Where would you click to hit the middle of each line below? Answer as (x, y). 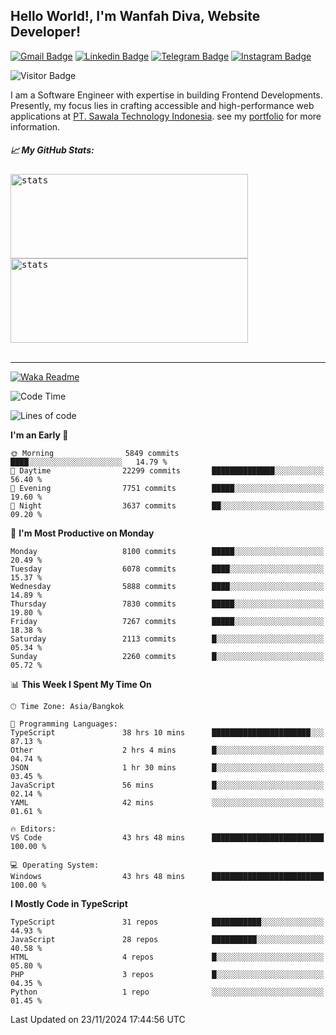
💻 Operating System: (55, 865)
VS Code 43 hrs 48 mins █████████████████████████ (167, 837)
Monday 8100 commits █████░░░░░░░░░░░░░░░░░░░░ (167, 551)
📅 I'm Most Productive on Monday (82, 533)
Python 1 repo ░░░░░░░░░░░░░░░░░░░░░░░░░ (167, 992)
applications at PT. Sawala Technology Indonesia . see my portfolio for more (166, 116)
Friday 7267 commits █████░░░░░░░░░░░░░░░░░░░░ (167, 621)
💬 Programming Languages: (64, 724)
